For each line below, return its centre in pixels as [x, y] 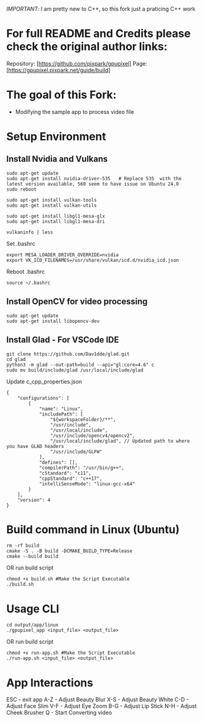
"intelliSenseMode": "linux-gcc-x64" [87, 484]
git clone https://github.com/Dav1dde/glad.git [68, 354]
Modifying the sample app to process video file [75, 112]
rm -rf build [23, 546]
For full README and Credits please [98, 34]
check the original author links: [87, 47]
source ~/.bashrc [28, 283]
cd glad [16, 359]
